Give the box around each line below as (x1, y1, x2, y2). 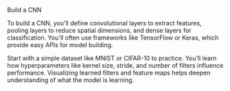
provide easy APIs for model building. (7, 41, 113, 49)
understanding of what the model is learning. (7, 76, 135, 84)
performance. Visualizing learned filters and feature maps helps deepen (7, 68, 211, 77)
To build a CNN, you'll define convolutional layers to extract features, (7, 19, 202, 27)
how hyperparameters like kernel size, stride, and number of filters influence (7, 62, 224, 69)
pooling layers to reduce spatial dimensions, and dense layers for (7, 27, 192, 34)
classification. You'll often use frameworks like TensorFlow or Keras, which (7, 34, 219, 42)
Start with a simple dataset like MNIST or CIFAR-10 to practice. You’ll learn (7, 54, 217, 62)
